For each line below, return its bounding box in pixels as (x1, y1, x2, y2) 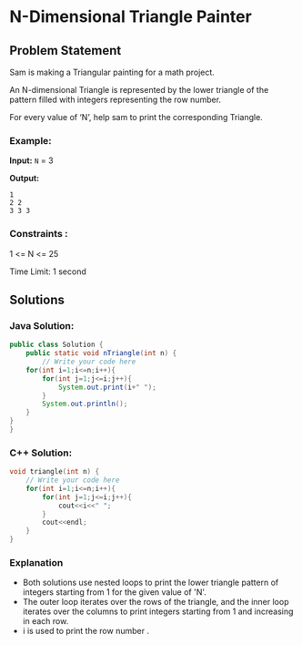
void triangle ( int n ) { (9, 467, 100, 476)
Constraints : (9, 228, 68, 241)
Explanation (9, 557, 64, 568)
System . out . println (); (42, 399, 128, 409)
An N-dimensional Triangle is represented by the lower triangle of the (9, 85, 269, 95)
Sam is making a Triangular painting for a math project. (9, 67, 216, 77)
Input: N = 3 (9, 155, 54, 166)
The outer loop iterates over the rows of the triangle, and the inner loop (22, 597, 289, 608)
